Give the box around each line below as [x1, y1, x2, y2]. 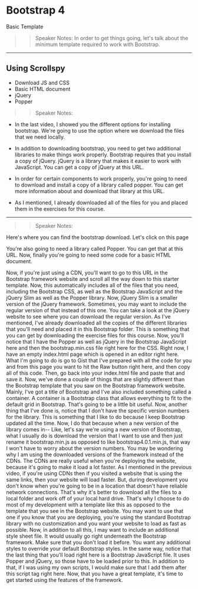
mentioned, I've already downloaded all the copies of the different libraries [6, 319, 187, 326]
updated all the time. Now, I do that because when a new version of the [6, 420, 179, 427]
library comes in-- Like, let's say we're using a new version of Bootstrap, [6, 426, 183, 433]
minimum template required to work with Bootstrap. [35, 41, 160, 48]
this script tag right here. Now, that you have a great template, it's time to [6, 570, 183, 577]
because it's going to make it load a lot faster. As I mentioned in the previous [6, 463, 192, 470]
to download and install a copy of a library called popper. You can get [14, 181, 184, 188]
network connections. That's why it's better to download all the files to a [6, 488, 181, 496]
